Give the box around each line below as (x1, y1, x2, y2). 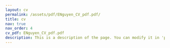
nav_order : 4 (5, 26, 33, 31)
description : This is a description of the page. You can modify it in (5, 35, 159, 40)
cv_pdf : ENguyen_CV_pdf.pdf (5, 30, 65, 35)
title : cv (5, 16, 26, 21)
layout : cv (5, 7, 28, 12)
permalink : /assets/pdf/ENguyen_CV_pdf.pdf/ (5, 12, 101, 17)
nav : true (5, 21, 26, 26)
